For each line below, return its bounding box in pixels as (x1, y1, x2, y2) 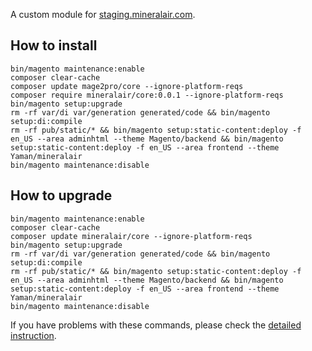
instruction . (10, 329, 57, 341)
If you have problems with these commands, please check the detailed (10, 319, 302, 331)
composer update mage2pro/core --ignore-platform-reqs (10, 81, 244, 91)
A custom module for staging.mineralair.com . (10, 9, 196, 20)
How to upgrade (10, 187, 113, 204)
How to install (10, 37, 98, 54)
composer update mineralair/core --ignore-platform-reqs (10, 231, 253, 241)
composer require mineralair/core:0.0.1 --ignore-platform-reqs (10, 90, 284, 100)
